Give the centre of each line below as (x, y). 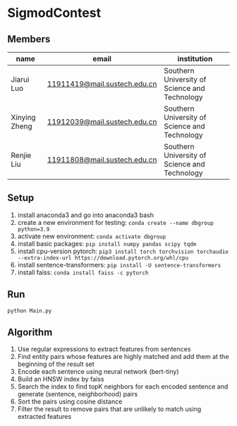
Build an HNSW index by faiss (61, 379)
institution (195, 59)
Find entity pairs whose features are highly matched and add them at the (123, 357)
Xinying (24, 117)
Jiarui (20, 79)
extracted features (44, 417)
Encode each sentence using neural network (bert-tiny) (98, 372)
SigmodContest (54, 13)
